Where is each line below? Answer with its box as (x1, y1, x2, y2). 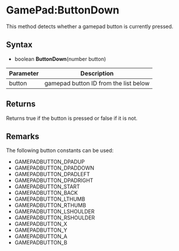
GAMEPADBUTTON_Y (14, 226, 67, 234)
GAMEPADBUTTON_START (14, 183, 80, 190)
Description (80, 69, 114, 77)
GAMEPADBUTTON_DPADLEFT (14, 171, 91, 178)
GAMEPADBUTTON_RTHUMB (14, 202, 87, 209)
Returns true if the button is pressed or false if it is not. (6, 115, 137, 122)
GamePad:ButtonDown (6, 4, 120, 17)
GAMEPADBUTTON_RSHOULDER (14, 214, 95, 221)
